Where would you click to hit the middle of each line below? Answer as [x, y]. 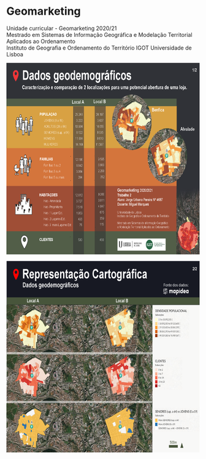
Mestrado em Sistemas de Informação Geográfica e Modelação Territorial [99, 34]
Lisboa [15, 54]
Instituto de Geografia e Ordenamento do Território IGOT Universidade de [99, 48]
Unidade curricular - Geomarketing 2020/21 [62, 28]
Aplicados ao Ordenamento [41, 41]
